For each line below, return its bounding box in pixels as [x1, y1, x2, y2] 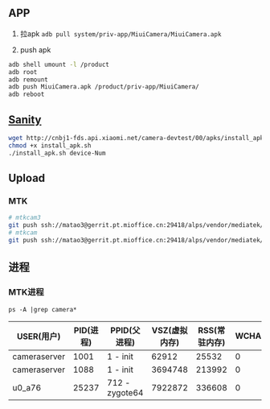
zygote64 [107, 386, 144, 398]
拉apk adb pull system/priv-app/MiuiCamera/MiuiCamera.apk [19, 28, 222, 39]
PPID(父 [110, 324, 141, 336]
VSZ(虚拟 [151, 324, 188, 336]
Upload [8, 171, 46, 185]
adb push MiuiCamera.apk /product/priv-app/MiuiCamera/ [8, 83, 199, 91]
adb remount [8, 76, 48, 84]
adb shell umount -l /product [8, 60, 110, 68]
